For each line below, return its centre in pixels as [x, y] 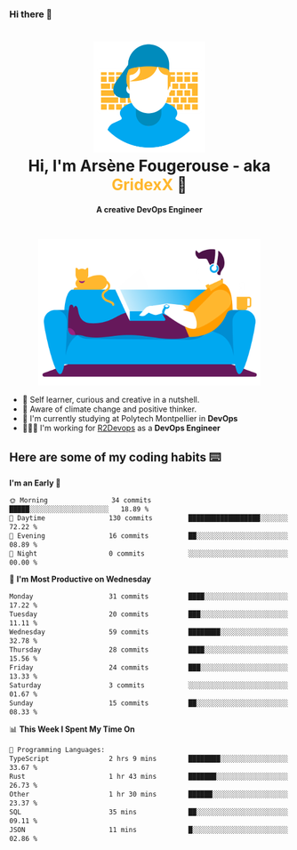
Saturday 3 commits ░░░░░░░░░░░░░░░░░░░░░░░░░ [149, 686]
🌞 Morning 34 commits [80, 501]
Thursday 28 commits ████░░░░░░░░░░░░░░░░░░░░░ [149, 650]
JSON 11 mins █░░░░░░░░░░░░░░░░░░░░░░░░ [149, 830]
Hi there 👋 [31, 14]
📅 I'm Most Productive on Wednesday [80, 579]
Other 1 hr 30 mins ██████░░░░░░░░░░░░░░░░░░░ [149, 795]
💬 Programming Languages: [57, 750]
